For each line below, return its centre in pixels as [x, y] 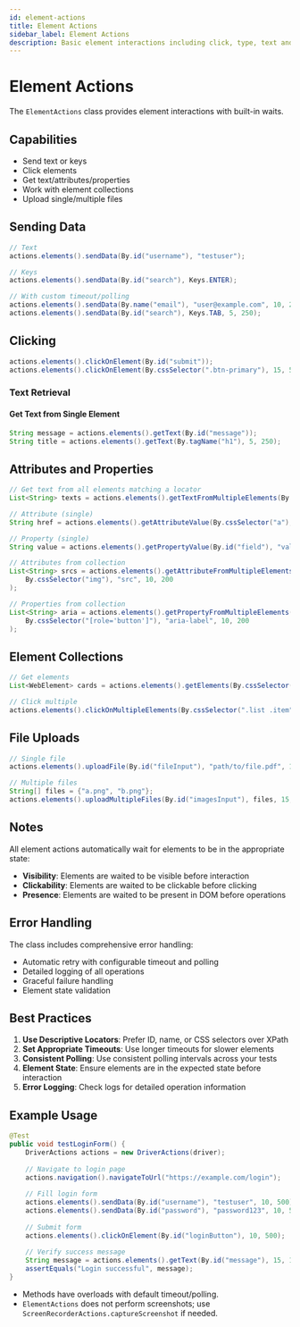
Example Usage [54, 1115]
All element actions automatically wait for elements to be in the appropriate [147, 849]
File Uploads [45, 738]
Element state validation [66, 990]
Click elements [50, 170]
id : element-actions [48, 17]
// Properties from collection [67, 604]
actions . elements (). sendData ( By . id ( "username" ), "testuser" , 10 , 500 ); [161, 1203]
